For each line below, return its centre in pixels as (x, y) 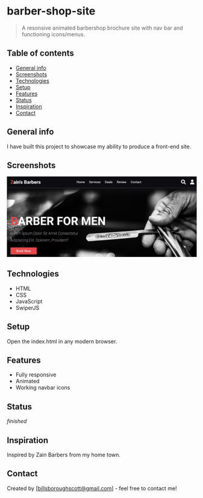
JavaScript (29, 301)
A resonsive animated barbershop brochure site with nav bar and (102, 28)
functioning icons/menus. (53, 34)
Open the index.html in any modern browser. (62, 341)
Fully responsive (36, 375)
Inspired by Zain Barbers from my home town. (64, 455)
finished (17, 421)
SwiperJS (27, 308)
